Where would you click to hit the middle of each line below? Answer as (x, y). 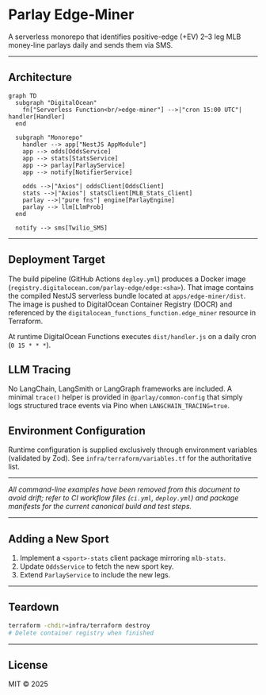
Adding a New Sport (59, 539)
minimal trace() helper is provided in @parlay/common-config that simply (125, 397)
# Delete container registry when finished (81, 633)
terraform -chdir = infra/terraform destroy (79, 625)
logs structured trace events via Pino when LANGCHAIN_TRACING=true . (119, 406)
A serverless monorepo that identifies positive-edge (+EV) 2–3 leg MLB (125, 37)
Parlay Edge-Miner (71, 15)
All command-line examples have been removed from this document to (124, 489)
